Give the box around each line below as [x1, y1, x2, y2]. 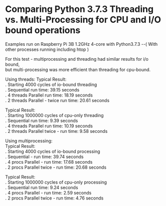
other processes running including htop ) [5, 46, 89, 52]
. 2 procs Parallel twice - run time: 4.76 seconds [5, 195, 104, 201]
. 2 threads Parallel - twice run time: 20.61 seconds [5, 97, 110, 103]
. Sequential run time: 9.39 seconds [5, 117, 78, 123]
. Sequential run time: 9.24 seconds [5, 184, 78, 190]
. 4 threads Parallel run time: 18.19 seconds [5, 92, 93, 98]
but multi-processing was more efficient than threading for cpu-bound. [5, 66, 151, 73]
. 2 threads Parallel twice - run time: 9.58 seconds [5, 128, 108, 134]
